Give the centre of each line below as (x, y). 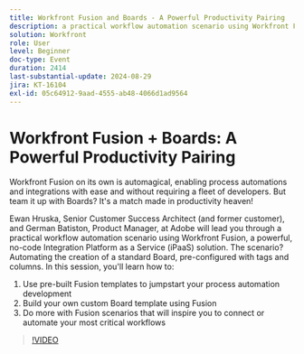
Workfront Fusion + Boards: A (123, 138)
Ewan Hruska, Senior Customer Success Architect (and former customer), (147, 219)
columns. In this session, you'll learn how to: (92, 266)
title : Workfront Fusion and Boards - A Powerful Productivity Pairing (147, 18)
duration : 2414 (38, 69)
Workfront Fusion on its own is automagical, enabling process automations (148, 182)
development (47, 293)
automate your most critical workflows (94, 322)
